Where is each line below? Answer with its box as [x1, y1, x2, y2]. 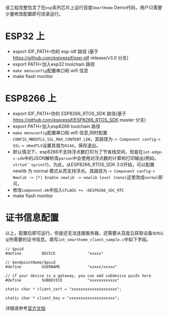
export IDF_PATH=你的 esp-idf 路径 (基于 [12, 48, 99, 55]
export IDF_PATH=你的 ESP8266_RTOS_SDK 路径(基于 [12, 110, 127, 116]
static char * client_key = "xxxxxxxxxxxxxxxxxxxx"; [5, 295, 120, 301]
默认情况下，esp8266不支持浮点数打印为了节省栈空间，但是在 [12, 148, 144, 154]
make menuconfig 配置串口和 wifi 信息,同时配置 [12, 129, 108, 136]
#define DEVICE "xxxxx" [5, 251, 103, 256]
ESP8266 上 [5, 93, 57, 104]
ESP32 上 [5, 31, 45, 42]
